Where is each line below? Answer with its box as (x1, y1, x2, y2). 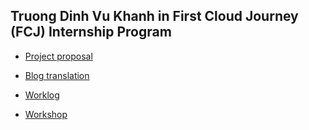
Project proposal (24, 50, 93, 62)
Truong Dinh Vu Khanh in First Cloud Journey (10, 8, 299, 25)
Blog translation (24, 69, 90, 81)
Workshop (24, 108, 68, 120)
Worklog (24, 89, 60, 101)
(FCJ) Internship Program (10, 24, 172, 41)
